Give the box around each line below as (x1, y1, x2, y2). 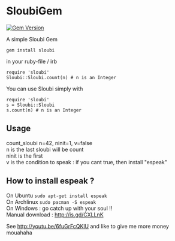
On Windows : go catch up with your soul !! (6, 204, 113, 212)
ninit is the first (6, 152, 43, 159)
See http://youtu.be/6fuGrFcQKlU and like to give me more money (6, 222, 170, 230)
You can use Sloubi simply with (6, 85, 83, 92)
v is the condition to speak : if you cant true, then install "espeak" (6, 158, 168, 165)
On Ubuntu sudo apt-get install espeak (6, 192, 107, 199)
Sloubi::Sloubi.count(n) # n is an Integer (6, 74, 117, 80)
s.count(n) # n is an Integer (6, 107, 82, 113)
